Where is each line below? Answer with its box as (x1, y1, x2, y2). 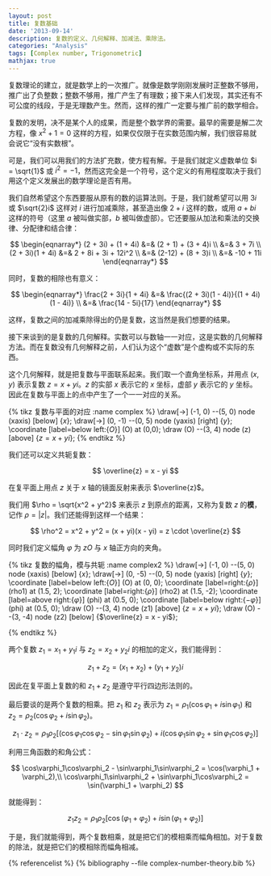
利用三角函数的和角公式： (8, 747, 94, 756)
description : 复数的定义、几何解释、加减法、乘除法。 (8, 34, 170, 43)
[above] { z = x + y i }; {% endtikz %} (8, 434, 126, 443)
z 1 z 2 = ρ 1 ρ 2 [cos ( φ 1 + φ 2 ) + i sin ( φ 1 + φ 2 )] (67, 813, 204, 825)
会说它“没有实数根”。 (8, 138, 79, 148)
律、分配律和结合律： (8, 223, 79, 233)
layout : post (8, 11, 52, 20)
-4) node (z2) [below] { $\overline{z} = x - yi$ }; (22, 612, 178, 622)
